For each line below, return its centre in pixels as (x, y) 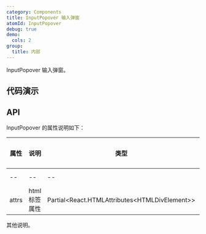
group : (15, 46)
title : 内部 (26, 52)
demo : (13, 35)
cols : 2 (22, 40)
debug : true (21, 29)
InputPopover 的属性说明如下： (46, 127)
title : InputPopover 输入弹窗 (43, 18)
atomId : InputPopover (34, 23)
